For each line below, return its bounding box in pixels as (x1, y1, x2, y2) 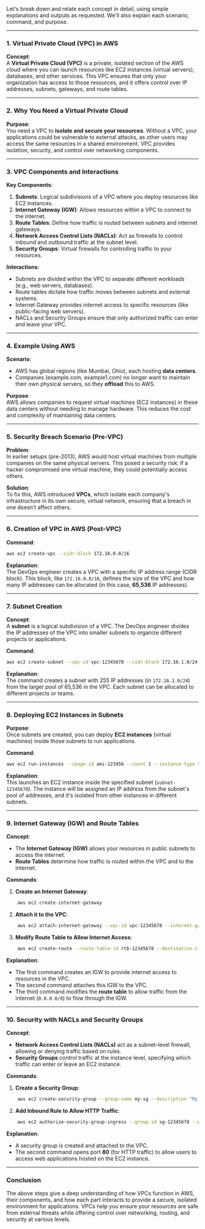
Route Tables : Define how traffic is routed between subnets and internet (15, 219, 198, 226)
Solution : (6, 484, 30, 491)
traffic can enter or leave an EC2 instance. (15, 1060, 121, 1068)
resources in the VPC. (15, 975, 71, 982)
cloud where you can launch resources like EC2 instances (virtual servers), (6, 66, 195, 73)
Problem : (6, 446, 30, 454)
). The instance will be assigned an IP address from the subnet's (28, 785, 190, 792)
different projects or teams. (6, 689, 75, 697)
